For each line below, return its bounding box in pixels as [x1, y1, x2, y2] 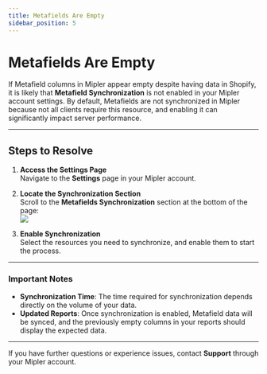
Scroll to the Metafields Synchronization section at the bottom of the [19, 197, 248, 207]
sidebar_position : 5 [8, 19, 77, 27]
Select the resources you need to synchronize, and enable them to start [19, 238, 255, 247]
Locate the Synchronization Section [19, 189, 141, 199]
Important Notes [8, 274, 73, 285]
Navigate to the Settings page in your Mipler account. [19, 173, 196, 183]
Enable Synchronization [19, 229, 101, 239]
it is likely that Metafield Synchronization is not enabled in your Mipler [8, 88, 240, 98]
